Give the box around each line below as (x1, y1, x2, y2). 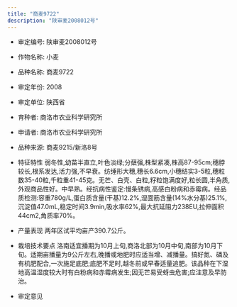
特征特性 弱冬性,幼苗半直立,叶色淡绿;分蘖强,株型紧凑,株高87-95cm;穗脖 (17, 157, 226, 167)
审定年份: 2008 (17, 82, 62, 91)
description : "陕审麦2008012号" (7, 17, 99, 24)
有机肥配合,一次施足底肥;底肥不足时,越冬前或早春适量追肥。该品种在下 (17, 259, 223, 267)
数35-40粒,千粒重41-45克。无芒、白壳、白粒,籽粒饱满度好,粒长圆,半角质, (17, 175, 231, 184)
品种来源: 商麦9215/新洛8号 (17, 143, 98, 151)
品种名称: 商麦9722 (17, 67, 75, 76)
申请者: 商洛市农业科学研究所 (17, 128, 103, 136)
